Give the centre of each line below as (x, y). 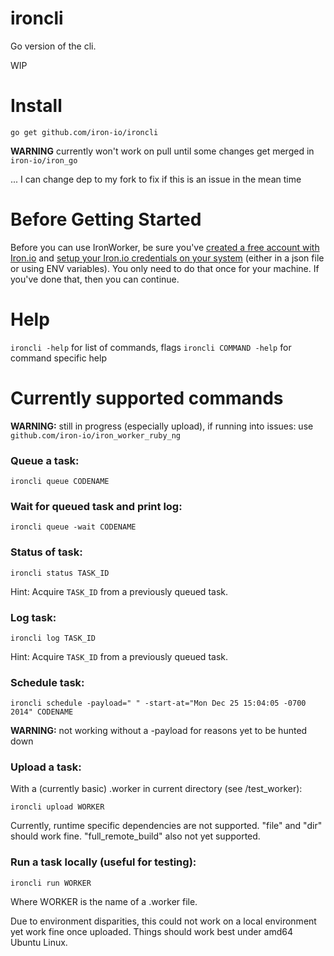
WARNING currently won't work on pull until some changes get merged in (162, 151)
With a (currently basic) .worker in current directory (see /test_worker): (156, 789)
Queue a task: (45, 460)
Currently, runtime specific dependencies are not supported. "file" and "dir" (166, 826)
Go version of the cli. (53, 46)
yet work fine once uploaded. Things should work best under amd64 (151, 931)
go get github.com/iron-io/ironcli (84, 132)
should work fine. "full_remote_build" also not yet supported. (135, 836)
